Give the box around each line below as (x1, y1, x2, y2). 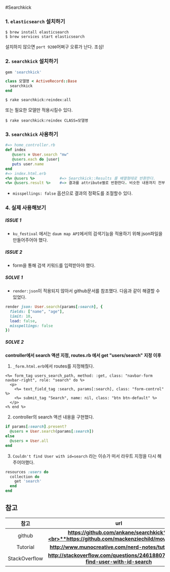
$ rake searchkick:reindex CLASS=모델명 (5, 118, 89, 124)
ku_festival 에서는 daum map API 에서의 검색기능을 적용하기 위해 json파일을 (12, 231, 163, 237)
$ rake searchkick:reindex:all (5, 98, 71, 103)
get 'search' (14, 479, 42, 484)
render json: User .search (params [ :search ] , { (5, 305, 103, 310)
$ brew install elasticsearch (5, 30, 69, 35)
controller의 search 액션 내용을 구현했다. (12, 414, 95, 420)
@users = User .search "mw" (12, 152, 69, 157)
